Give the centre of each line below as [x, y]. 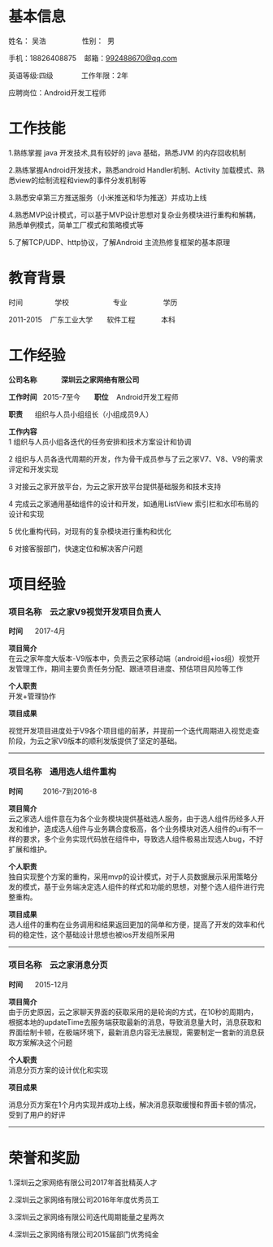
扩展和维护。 [30, 849]
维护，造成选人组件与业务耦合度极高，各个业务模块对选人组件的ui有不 [139, 829]
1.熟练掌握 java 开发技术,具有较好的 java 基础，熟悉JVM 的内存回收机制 [127, 152]
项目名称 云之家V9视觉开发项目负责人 [85, 611]
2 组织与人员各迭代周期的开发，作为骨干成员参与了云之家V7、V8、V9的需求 [136, 459]
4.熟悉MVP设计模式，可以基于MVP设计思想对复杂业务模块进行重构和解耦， [134, 214]
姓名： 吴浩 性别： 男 [62, 41]
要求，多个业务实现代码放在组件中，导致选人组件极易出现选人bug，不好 [143, 838]
